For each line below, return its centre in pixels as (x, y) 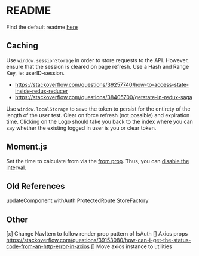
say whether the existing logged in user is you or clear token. (81, 128)
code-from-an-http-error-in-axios (48, 246)
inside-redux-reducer (41, 91)
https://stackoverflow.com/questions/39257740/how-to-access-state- (102, 84)
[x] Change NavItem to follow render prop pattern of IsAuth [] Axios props (97, 234)
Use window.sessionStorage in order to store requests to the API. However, (98, 60)
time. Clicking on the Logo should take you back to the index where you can (99, 121)
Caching (22, 46)
